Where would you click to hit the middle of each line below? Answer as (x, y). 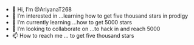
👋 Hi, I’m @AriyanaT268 (42, 9)
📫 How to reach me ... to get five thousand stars (73, 36)
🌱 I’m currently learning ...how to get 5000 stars (72, 22)
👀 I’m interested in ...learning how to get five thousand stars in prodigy (100, 16)
